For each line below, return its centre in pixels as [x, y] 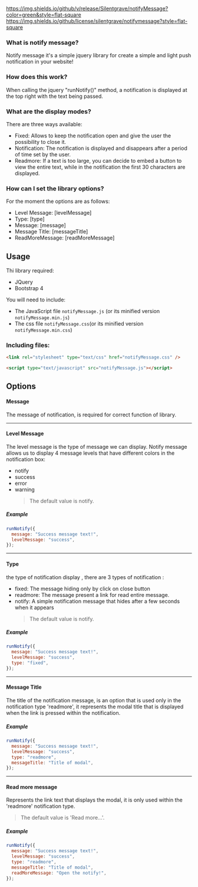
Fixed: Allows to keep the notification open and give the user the [93, 136]
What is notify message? [42, 42]
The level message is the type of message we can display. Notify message [97, 446]
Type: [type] [30, 219]
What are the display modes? [49, 111]
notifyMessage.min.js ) [42, 317]
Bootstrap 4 [29, 288]
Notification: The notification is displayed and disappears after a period [101, 148]
